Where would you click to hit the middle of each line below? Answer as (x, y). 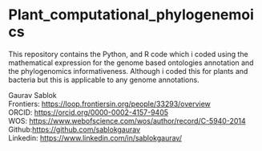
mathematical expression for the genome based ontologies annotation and (131, 63)
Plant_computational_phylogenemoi (131, 15)
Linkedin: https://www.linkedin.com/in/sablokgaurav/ (95, 137)
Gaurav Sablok (33, 95)
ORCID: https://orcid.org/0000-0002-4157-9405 (89, 112)
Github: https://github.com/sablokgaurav (75, 129)
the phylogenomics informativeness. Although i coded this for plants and (128, 71)
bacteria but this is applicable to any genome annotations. (104, 80)
